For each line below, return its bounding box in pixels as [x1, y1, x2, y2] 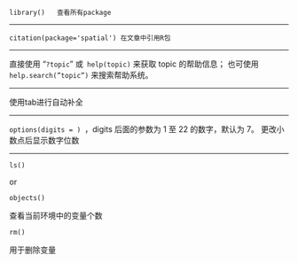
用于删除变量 [9, 244, 56, 255]
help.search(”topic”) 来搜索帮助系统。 [9, 70, 153, 80]
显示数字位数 [32, 135, 80, 145]
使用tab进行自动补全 [9, 97, 84, 107]
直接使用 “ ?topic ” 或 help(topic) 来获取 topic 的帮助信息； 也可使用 [9, 58, 259, 69]
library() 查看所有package [9, 8, 112, 17]
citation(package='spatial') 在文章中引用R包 [9, 34, 171, 43]
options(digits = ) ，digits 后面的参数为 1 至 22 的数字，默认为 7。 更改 [9, 124, 278, 135]
